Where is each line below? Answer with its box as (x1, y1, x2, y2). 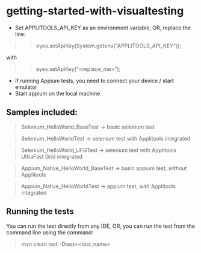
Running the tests (6, 206, 74, 217)
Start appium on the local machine (14, 90, 100, 97)
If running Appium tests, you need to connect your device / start (14, 77, 175, 84)
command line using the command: (6, 228, 94, 236)
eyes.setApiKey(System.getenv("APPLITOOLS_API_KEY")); (36, 42, 182, 49)
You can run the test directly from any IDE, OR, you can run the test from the (6, 222, 196, 230)
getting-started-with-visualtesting (6, 4, 184, 18)
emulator (14, 83, 37, 91)
